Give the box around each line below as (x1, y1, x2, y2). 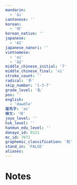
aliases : (5, 149, 24, 154)
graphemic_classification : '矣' (5, 139, 73, 144)
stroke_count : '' (5, 73, 42, 79)
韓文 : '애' (5, 111, 26, 117)
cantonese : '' (5, 17, 35, 22)
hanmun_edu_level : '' (5, 125, 51, 130)
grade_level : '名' (5, 87, 44, 93)
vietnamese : (5, 50, 30, 55)
